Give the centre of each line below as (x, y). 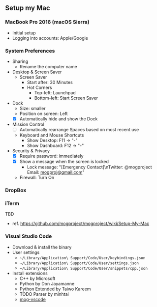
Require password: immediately (51, 156)
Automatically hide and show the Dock (59, 119)
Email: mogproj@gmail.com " (56, 172)
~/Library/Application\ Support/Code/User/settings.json (79, 263)
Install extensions (30, 273)
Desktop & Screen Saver (37, 72)
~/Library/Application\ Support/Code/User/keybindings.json (82, 258)
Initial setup (24, 33)
